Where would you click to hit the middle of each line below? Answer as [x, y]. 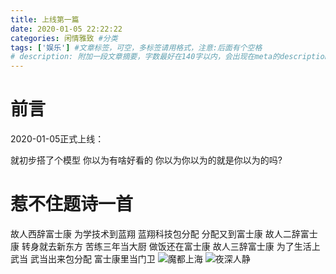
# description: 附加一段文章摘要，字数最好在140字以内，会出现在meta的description [170, 57]
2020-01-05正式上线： [57, 139]
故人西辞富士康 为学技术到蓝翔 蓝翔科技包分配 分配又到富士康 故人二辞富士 [164, 234]
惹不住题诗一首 [72, 204]
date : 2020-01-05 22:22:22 [66, 29]
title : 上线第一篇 [45, 19]
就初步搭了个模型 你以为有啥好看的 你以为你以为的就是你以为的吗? [146, 160]
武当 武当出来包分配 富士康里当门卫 [83, 259]
